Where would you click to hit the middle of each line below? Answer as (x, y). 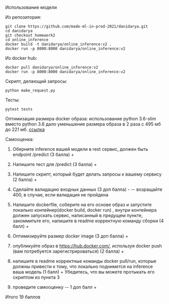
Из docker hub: (21, 58)
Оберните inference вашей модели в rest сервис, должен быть (80, 149)
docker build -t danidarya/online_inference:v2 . (59, 44)
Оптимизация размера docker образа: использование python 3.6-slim (81, 119)
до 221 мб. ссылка (25, 129)
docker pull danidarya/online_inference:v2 (52, 67)
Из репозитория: (23, 17)
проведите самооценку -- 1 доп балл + (55, 287)
